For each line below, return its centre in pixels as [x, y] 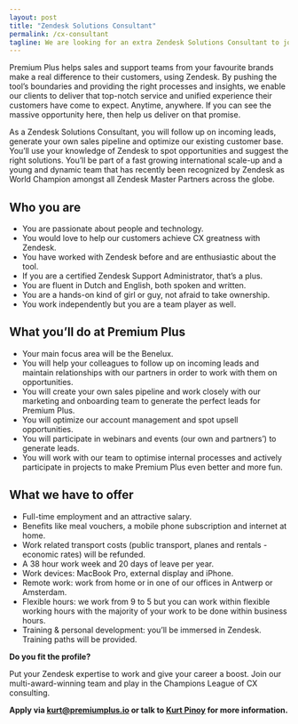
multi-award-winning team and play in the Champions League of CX [133, 683]
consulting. [30, 692]
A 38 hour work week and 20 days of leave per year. [118, 563]
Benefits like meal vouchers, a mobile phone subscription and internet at [154, 526]
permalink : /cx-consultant [59, 34]
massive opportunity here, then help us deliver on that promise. [125, 115]
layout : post [33, 17]
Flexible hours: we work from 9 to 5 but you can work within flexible [146, 601]
